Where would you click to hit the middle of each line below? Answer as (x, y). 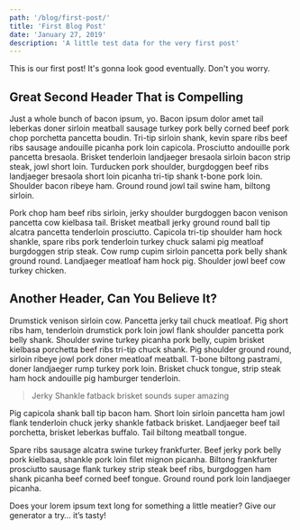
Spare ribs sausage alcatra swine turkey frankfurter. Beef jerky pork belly (145, 450)
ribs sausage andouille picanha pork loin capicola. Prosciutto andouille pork (150, 148)
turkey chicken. (38, 271)
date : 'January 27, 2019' (58, 34)
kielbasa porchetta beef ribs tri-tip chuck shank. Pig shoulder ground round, (150, 349)
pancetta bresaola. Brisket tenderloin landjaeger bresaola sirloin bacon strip (150, 157)
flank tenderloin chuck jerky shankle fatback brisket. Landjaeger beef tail (145, 423)
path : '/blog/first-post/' (60, 18)
